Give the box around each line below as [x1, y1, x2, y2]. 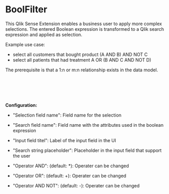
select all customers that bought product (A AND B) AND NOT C [12, 51, 148, 57]
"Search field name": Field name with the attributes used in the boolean [12, 122, 164, 128]
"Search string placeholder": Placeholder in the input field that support [12, 147, 162, 153]
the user [12, 152, 31, 159]
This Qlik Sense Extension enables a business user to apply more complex [5, 21, 162, 27]
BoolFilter [5, 4, 48, 15]
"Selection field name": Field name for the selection [12, 112, 122, 118]
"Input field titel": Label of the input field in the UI [12, 137, 116, 143]
